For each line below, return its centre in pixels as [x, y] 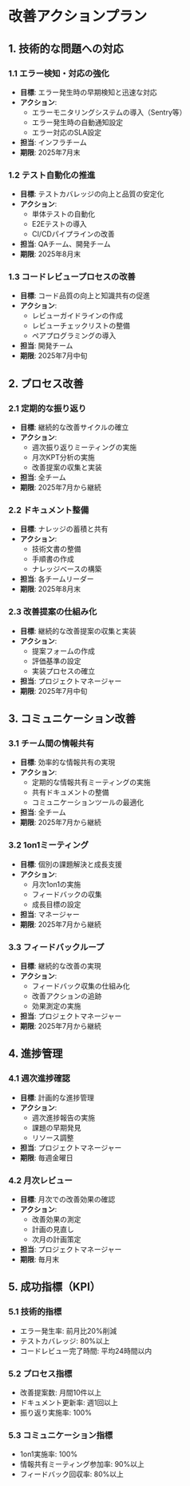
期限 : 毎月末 [40, 1259]
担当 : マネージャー [49, 914]
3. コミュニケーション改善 [72, 719]
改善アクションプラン [78, 16]
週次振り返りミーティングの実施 [84, 447]
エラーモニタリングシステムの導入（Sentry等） [109, 112]
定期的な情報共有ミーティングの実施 [91, 783]
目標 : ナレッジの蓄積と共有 [64, 529]
